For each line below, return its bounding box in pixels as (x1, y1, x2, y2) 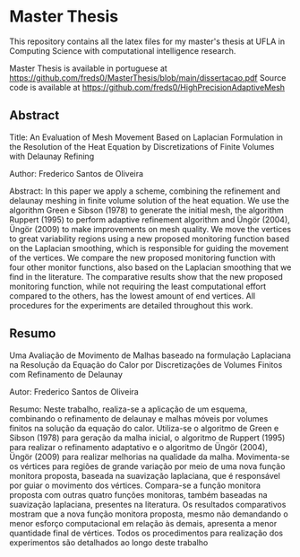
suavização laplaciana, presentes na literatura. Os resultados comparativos (9, 499, 287, 509)
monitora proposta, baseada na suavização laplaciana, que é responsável (9, 470, 280, 481)
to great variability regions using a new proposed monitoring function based (9, 233, 289, 244)
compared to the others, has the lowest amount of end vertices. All (9, 290, 256, 301)
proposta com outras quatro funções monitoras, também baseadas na (9, 489, 268, 500)
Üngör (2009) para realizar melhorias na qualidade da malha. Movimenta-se (9, 451, 290, 462)
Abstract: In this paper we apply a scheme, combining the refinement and (9, 186, 280, 196)
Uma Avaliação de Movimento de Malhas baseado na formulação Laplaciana (9, 350, 291, 361)
